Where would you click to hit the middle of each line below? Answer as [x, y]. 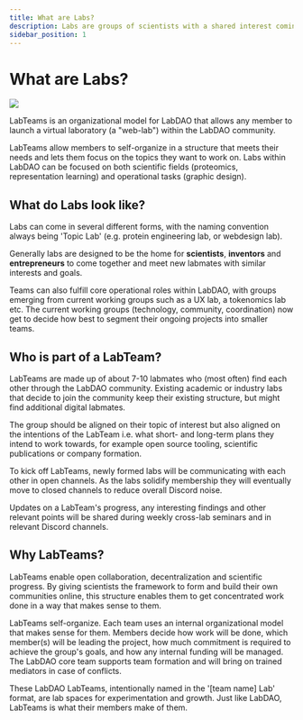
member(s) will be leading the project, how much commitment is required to [150, 642]
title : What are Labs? [52, 18]
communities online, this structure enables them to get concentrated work [147, 596]
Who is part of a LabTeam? [86, 357]
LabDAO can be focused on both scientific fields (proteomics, [124, 167]
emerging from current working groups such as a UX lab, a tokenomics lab [148, 300]
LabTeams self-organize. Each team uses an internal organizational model [147, 623]
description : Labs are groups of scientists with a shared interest [141, 26]
